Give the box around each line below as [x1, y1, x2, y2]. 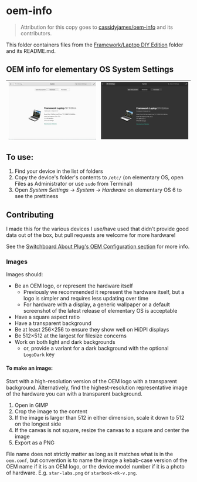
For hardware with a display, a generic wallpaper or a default [23, 301, 170, 308]
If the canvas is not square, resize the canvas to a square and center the [14, 426, 189, 433]
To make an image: [6, 364, 53, 371]
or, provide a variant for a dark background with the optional [23, 345, 169, 352]
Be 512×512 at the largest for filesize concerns [14, 332, 127, 339]
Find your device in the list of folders [14, 168, 104, 175]
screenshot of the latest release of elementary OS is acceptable [23, 307, 178, 314]
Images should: [6, 271, 43, 278]
